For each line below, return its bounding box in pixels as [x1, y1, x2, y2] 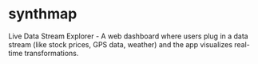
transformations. [24, 48, 79, 58]
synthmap [8, 5, 77, 23]
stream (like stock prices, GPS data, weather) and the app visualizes [8, 39, 233, 49]
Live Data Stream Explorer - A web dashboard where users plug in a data [8, 31, 249, 41]
